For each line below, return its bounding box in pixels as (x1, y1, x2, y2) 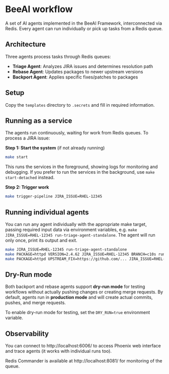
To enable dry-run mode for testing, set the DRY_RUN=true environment (5, 310, 150, 316)
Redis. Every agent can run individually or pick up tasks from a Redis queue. (5, 25, 163, 31)
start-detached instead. (5, 175, 55, 181)
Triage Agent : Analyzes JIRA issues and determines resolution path (12, 63, 153, 69)
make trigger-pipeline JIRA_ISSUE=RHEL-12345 (5, 194, 102, 199)
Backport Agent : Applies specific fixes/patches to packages (12, 74, 138, 80)
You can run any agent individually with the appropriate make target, (5, 221, 147, 227)
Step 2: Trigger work (5, 184, 49, 190)
